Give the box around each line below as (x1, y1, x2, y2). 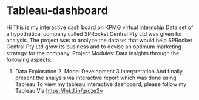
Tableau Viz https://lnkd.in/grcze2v (15, 87, 103, 94)
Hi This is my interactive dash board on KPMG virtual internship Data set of (6, 24, 194, 31)
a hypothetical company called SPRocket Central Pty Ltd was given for (6, 30, 183, 37)
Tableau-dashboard (6, 4, 108, 18)
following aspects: (6, 56, 52, 63)
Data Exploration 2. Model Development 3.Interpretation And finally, (15, 67, 184, 75)
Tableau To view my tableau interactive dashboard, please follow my (15, 80, 187, 88)
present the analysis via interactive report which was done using (15, 74, 177, 81)
